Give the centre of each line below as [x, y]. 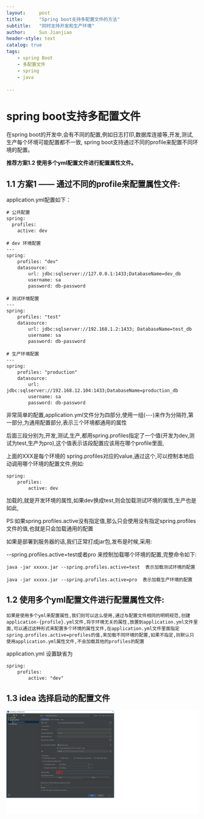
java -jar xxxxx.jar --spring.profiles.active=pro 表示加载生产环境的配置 [100, 580]
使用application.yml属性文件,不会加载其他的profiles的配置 [76, 641]
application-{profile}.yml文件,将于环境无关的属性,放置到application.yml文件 [100, 622]
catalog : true [24, 45]
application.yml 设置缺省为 [40, 654]
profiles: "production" [47, 372]
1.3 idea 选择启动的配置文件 [58, 698]
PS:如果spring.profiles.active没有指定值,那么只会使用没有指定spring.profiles [101, 521]
